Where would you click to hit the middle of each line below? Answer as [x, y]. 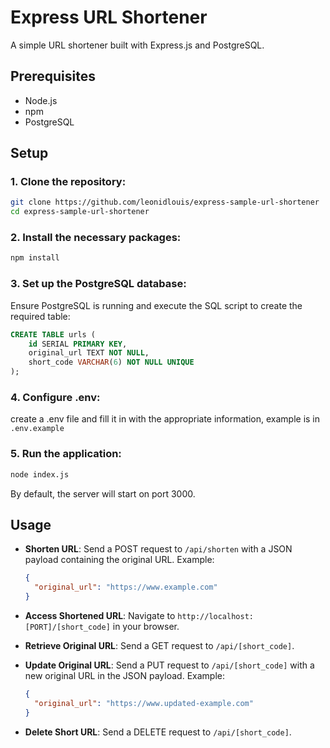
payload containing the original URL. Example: [119, 560]
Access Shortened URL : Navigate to [100, 615]
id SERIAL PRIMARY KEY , [78, 344]
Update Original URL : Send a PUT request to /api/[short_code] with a [169, 665]
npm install [35, 258]
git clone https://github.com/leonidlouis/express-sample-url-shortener [165, 202]
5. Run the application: [66, 454]
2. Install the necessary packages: [96, 238]
